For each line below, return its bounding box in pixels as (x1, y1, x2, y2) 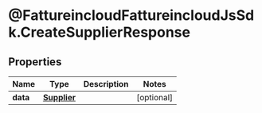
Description (83, 79, 129, 89)
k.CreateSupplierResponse (8, 23, 191, 41)
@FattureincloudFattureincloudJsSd (8, 6, 255, 25)
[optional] (136, 92, 174, 103)
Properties (8, 55, 62, 68)
